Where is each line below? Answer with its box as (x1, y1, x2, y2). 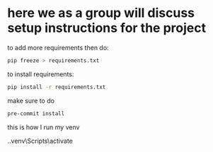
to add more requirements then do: (7, 43, 109, 52)
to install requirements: (7, 69, 74, 78)
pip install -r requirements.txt (7, 83, 106, 90)
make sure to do (7, 96, 55, 105)
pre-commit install (7, 110, 65, 117)
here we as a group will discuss (7, 5, 195, 21)
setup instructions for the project (7, 20, 207, 36)
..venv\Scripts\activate (7, 136, 73, 145)
